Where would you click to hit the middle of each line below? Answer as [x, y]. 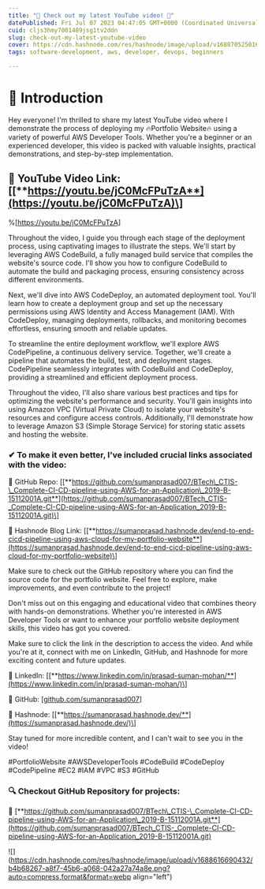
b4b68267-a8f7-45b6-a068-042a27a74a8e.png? [90, 868]
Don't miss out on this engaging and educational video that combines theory [132, 603]
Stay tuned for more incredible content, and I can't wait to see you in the [125, 738]
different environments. [46, 279]
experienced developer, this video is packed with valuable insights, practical [132, 145]
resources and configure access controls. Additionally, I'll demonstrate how [131, 417]
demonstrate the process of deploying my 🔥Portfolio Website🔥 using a [123, 128]
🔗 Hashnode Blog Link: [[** [52, 531]
